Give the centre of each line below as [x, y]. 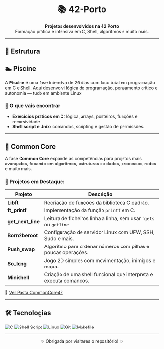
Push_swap [21, 249]
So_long [17, 263]
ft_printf [17, 210]
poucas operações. [66, 252]
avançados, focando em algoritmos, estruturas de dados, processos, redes [81, 164]
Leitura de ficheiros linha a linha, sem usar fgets [99, 218]
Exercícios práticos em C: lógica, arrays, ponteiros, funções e [75, 116]
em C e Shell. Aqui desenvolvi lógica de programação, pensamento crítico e [81, 88]
